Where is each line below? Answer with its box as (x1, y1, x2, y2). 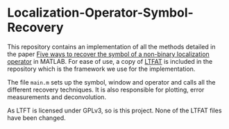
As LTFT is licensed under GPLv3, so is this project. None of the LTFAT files (7, 106, 222, 114)
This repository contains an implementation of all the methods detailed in (7, 42, 216, 51)
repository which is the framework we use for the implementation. (7, 64, 196, 73)
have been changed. (7, 113, 66, 122)
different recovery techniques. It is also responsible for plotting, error (7, 85, 205, 94)
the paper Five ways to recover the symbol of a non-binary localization (7, 50, 210, 58)
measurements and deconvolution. (7, 92, 106, 101)
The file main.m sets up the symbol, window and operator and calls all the (7, 78, 216, 86)
